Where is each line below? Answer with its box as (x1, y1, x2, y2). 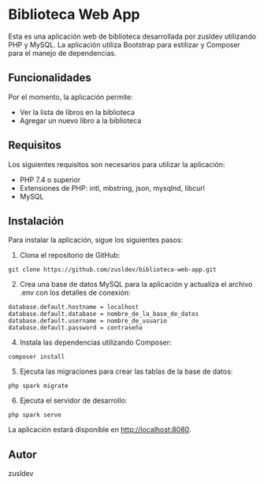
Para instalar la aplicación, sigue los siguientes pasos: (8, 235, 184, 245)
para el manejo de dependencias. (8, 48, 117, 58)
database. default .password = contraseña (8, 324, 143, 332)
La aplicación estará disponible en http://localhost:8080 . (8, 425, 191, 434)
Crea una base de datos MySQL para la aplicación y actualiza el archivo (19, 280, 253, 289)
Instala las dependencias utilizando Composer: (19, 337, 172, 348)
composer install (8, 353, 65, 361)
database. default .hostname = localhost (8, 303, 139, 311)
